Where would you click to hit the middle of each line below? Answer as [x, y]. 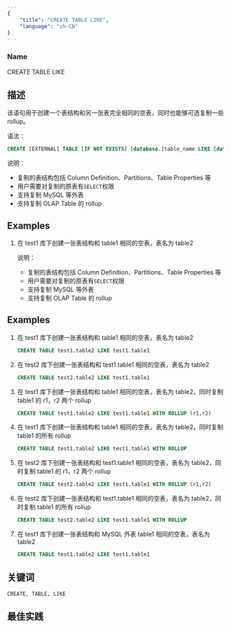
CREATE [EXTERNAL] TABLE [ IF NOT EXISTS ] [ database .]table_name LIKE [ [112, 149]
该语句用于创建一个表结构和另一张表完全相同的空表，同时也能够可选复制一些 [115, 113]
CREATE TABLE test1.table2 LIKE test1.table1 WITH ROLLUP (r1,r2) [114, 413]
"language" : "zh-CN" [49, 26]
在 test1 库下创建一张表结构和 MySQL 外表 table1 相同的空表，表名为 [113, 534]
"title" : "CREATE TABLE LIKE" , [64, 20]
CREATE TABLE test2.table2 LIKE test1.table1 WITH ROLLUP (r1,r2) [114, 485]
